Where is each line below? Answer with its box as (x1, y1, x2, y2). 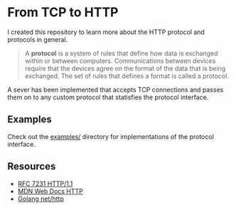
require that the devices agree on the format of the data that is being (24, 64, 226, 72)
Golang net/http (17, 194, 64, 203)
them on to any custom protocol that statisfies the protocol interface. (7, 93, 209, 101)
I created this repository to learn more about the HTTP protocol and (7, 28, 205, 36)
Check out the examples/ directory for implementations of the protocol (7, 132, 215, 140)
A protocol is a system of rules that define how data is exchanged (24, 49, 218, 57)
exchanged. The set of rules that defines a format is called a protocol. (24, 72, 230, 80)
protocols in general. (7, 35, 68, 43)
